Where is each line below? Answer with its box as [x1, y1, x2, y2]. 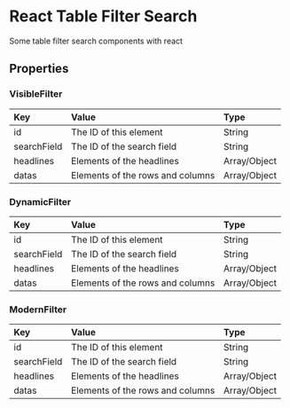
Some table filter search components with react [9, 35, 184, 46]
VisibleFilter [9, 88, 63, 100]
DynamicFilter [9, 195, 72, 208]
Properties [9, 61, 69, 76]
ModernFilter [9, 303, 67, 316]
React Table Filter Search [9, 6, 198, 27]
